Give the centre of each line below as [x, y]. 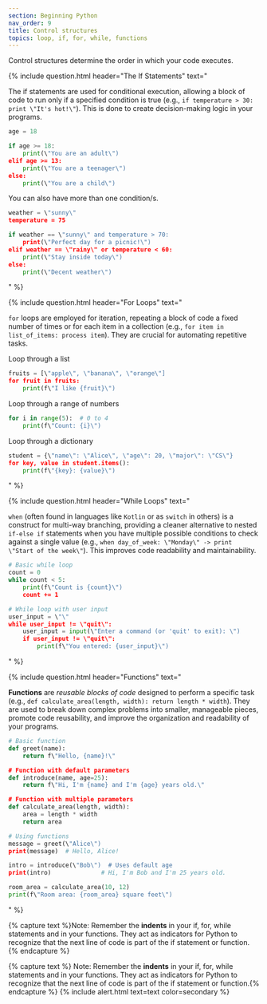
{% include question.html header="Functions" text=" [95, 677]
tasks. [18, 343]
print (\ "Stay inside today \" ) [73, 257]
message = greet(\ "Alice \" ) [55, 844]
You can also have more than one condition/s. [84, 198]
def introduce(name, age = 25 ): [59, 778]
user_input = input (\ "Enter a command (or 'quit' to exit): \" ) [132, 631]
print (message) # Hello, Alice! [64, 851]
